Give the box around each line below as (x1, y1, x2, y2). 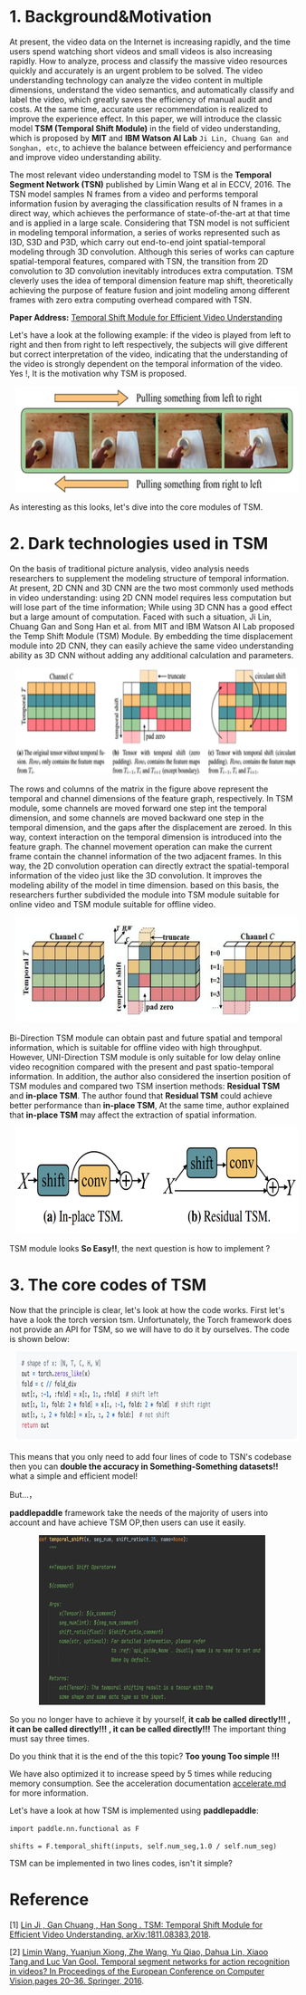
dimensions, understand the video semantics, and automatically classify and (9, 84, 294, 95)
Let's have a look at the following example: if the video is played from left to (9, 329, 292, 340)
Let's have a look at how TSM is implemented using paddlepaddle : (9, 1805, 260, 1816)
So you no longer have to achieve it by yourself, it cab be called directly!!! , (9, 1713, 292, 1724)
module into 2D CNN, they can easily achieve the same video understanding (9, 640, 294, 651)
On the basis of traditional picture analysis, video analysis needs (9, 563, 250, 574)
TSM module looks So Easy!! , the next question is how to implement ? (9, 1242, 271, 1253)
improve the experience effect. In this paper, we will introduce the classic (9, 113, 282, 124)
